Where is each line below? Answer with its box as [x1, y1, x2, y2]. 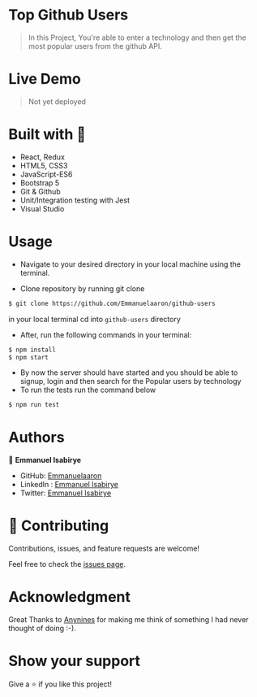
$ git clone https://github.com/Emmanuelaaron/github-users [8, 299, 216, 307]
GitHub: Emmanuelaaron [19, 471, 102, 481]
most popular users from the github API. [28, 41, 162, 50]
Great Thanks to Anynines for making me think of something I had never [8, 615, 249, 625]
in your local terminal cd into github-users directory [8, 314, 181, 324]
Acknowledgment [8, 588, 131, 607]
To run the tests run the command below [19, 385, 156, 395]
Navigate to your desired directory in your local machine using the [19, 259, 242, 269]
